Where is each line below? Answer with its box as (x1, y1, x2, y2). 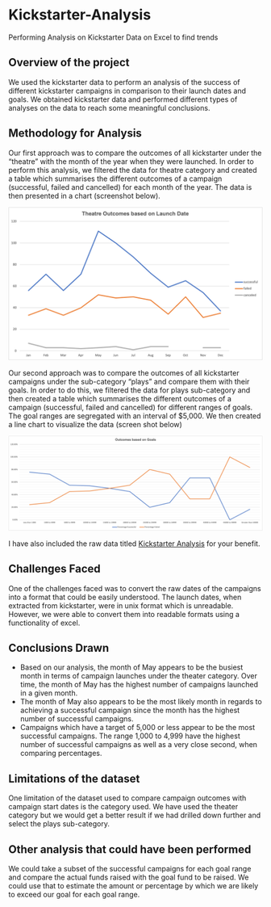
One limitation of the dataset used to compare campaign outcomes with (8, 793, 247, 803)
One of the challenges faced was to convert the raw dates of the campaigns (8, 583, 261, 593)
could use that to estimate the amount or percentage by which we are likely (8, 881, 259, 891)
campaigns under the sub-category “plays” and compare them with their (8, 376, 250, 386)
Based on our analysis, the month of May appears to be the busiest (19, 662, 244, 672)
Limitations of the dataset (8, 771, 140, 785)
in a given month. (19, 688, 78, 698)
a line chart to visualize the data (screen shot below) (8, 419, 183, 429)
